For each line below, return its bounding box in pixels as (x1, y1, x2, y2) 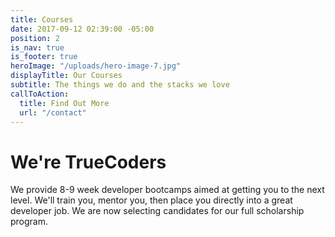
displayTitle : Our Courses (10, 71, 123, 81)
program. (10, 216, 49, 228)
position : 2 (10, 33, 60, 43)
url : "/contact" (19, 107, 87, 118)
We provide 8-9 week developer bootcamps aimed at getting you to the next (10, 184, 325, 196)
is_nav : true (10, 42, 65, 53)
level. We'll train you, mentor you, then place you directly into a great (10, 194, 293, 206)
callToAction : (10, 89, 70, 99)
